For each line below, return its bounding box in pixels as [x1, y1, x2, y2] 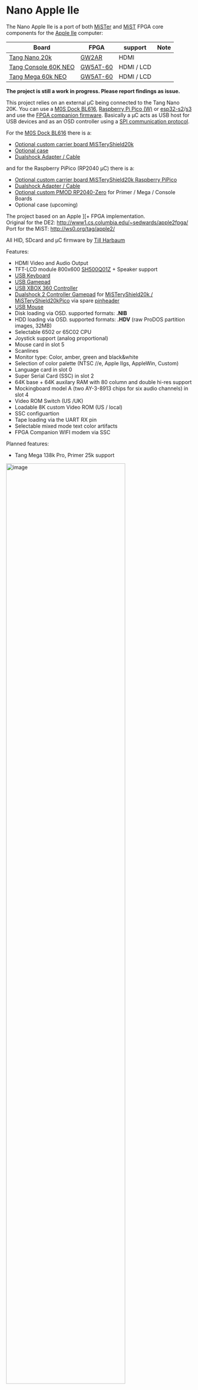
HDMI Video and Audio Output [14, 259, 88, 266]
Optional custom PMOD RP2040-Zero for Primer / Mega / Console [14, 188, 176, 195]
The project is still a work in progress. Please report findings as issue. [6, 87, 180, 94]
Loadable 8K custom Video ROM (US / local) [14, 404, 123, 411]
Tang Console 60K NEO [9, 63, 75, 71]
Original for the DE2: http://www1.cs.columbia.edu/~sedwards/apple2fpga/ [6, 219, 189, 226]
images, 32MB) [14, 322, 52, 329]
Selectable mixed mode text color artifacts [14, 422, 118, 430]
